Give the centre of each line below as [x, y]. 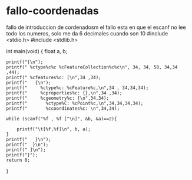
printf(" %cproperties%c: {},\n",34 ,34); [64, 93]
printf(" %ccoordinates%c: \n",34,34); [63, 108]
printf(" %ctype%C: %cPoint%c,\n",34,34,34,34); [75, 103]
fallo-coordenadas [52, 11]
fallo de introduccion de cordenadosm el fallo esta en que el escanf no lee [96, 27]
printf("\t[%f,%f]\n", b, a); [54, 129]
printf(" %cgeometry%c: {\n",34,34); [58, 98]
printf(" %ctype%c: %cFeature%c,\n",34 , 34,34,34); [77, 88]
